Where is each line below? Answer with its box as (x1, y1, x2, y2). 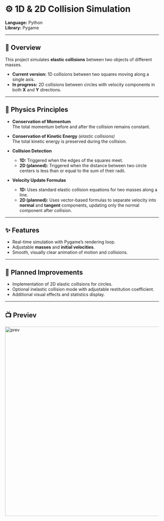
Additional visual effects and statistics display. (12, 292, 105, 298)
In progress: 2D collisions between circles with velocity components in (12, 82, 155, 87)
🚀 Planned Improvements (5, 268, 83, 277)
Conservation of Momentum (12, 118, 71, 124)
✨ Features (5, 226, 40, 234)
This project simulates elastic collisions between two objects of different (5, 56, 152, 62)
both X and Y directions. (12, 87, 61, 92)
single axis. (12, 76, 35, 82)
